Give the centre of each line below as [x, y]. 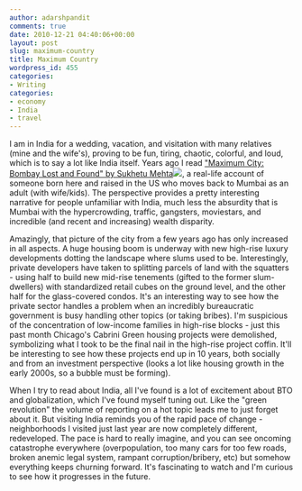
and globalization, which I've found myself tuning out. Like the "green [138, 400]
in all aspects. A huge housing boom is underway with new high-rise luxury [149, 249]
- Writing [28, 85]
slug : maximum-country [52, 51]
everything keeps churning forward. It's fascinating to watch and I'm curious [151, 467]
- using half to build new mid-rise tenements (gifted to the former [130, 277]
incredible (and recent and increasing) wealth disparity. [112, 222]
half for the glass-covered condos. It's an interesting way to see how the [144, 296]
